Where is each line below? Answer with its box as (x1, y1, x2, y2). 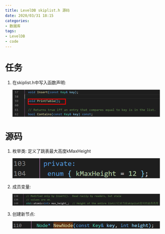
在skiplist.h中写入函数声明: (12, 79, 66, 86)
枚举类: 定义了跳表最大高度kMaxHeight (12, 148, 91, 154)
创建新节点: (12, 211, 35, 217)
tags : (5, 29, 16, 34)
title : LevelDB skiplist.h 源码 (5, 8, 70, 13)
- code (5, 39, 19, 44)
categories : (5, 18, 29, 23)
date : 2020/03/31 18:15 (5, 13, 54, 18)
